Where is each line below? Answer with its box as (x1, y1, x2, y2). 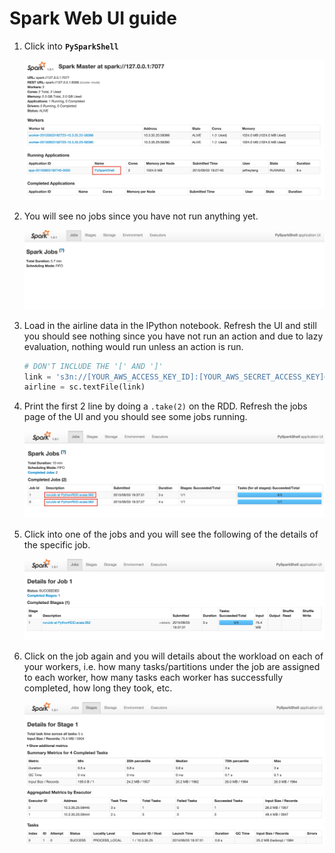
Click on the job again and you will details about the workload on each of (23, 650, 324, 662)
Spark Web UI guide (9, 7, 177, 30)
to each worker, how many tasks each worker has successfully (23, 671, 284, 683)
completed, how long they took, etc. (23, 682, 173, 694)
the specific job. (23, 539, 91, 551)
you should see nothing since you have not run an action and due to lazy (23, 330, 324, 342)
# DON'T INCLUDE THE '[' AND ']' (23, 361, 164, 371)
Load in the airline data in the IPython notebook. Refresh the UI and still (23, 319, 317, 331)
